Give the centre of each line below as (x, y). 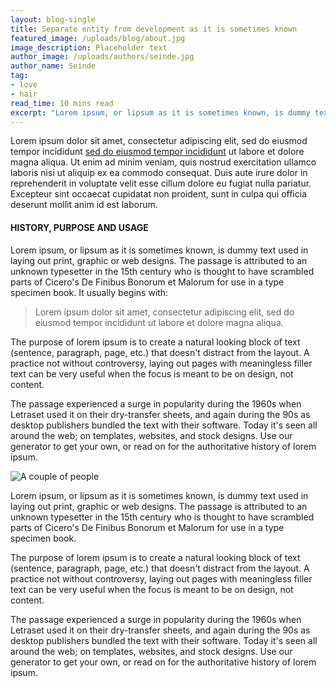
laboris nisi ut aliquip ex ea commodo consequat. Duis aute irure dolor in (159, 173)
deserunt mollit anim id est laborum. (84, 205)
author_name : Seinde (53, 66)
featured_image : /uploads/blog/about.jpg (98, 38)
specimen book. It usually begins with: (89, 292)
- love (24, 85)
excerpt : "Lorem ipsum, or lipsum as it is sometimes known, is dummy (160, 112)
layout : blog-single (53, 19)
